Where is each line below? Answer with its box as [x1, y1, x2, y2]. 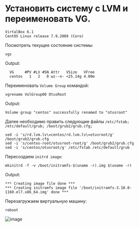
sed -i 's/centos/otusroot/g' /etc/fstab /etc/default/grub [5, 145, 130, 150]
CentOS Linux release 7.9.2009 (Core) [5, 34, 84, 39]
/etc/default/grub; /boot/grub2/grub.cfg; [5, 124, 93, 128]
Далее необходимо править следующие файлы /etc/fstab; [5, 118, 130, 124]
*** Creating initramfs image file [5, 185, 78, 190]
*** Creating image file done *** [5, 181, 76, 186]
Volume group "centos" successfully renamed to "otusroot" [5, 110, 128, 115]
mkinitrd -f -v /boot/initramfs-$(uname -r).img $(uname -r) [5, 163, 132, 168]
